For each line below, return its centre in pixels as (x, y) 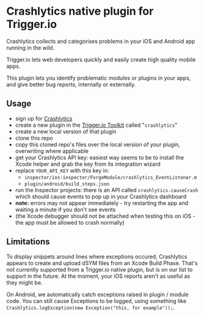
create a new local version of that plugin (66, 131)
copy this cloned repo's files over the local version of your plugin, (97, 144)
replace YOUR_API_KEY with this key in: (62, 170)
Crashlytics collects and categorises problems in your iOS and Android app (101, 41)
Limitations (28, 242)
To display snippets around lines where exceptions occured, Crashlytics (97, 256)
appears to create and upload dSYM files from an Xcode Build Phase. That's (102, 263)
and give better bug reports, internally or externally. (71, 84)
